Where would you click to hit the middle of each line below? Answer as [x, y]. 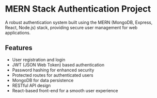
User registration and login [39, 60]
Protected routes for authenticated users [53, 75]
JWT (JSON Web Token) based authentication [58, 65]
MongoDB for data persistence [43, 80]
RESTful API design [31, 85]
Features [19, 48]
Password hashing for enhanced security [53, 70]
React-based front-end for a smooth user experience [65, 90]
